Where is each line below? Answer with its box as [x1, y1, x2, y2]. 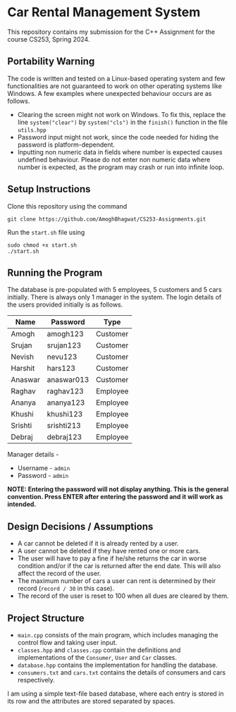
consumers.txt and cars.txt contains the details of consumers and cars [17, 668, 226, 677]
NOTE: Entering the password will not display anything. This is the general [7, 485, 229, 493]
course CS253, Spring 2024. [7, 35, 90, 43]
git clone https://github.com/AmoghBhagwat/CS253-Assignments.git [7, 216, 206, 223]
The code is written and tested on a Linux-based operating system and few [7, 74, 225, 82]
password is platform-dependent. [17, 140, 115, 149]
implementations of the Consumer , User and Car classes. [17, 653, 178, 661]
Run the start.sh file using [7, 228, 85, 236]
